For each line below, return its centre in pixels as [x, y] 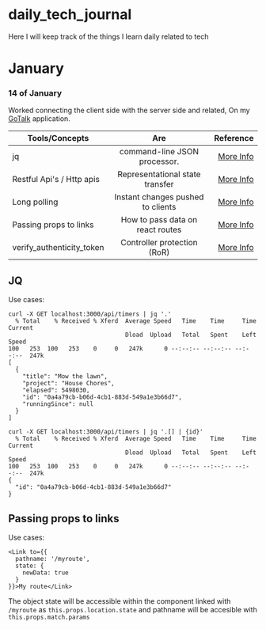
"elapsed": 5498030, [56, 390]
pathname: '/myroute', [53, 559]
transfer [159, 184]
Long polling [35, 202]
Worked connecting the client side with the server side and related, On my [129, 110]
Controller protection [159, 243]
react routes [159, 229]
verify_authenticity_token [58, 248]
